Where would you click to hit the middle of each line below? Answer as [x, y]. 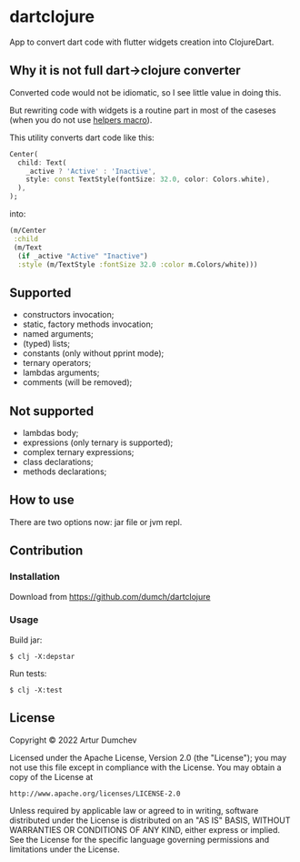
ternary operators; [57, 363]
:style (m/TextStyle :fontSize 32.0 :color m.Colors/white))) [138, 264]
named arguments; [58, 334]
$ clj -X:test [36, 690]
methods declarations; [65, 472]
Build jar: [26, 640]
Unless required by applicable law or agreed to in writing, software [134, 810]
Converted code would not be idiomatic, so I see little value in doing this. [145, 92]
